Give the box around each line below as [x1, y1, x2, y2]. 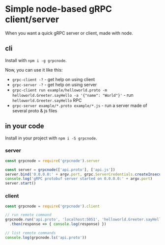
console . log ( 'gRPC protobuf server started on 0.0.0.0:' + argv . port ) [5, 176, 153, 181]
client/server [5, 14, 59, 25]
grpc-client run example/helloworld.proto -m [12, 87, 107, 93]
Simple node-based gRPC [5, 3, 112, 15]
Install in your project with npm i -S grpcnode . [5, 135, 97, 141]
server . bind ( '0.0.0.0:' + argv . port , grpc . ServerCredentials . [5, 172, 135, 177]
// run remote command [5, 213, 52, 218]
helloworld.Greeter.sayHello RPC [12, 97, 82, 103]
